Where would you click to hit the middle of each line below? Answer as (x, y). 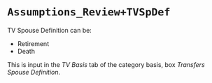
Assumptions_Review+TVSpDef (89, 12)
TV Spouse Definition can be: (50, 30)
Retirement (33, 43)
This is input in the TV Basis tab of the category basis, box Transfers (106, 64)
